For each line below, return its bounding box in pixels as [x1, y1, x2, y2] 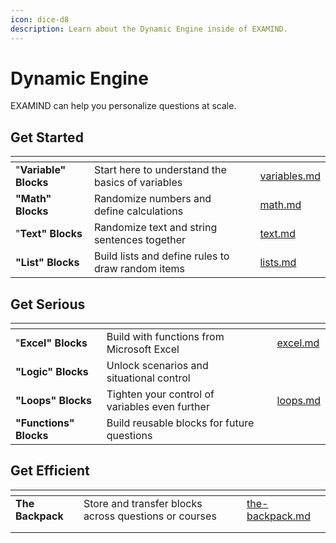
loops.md [276, 394, 321, 408]
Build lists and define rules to [93, 249, 230, 263]
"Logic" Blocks [15, 365, 89, 379]
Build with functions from [106, 330, 225, 344]
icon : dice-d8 [10, 14, 70, 25]
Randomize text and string [93, 221, 218, 235]
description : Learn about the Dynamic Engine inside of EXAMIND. [10, 24, 288, 34]
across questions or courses [83, 509, 217, 523]
